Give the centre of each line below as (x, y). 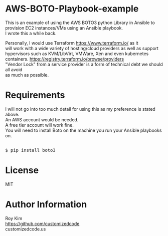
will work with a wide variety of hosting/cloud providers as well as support (82, 48)
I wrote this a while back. (31, 33)
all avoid (14, 69)
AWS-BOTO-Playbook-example (72, 9)
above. (12, 114)
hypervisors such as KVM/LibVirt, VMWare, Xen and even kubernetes (77, 54)
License (22, 170)
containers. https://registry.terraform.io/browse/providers (65, 59)
